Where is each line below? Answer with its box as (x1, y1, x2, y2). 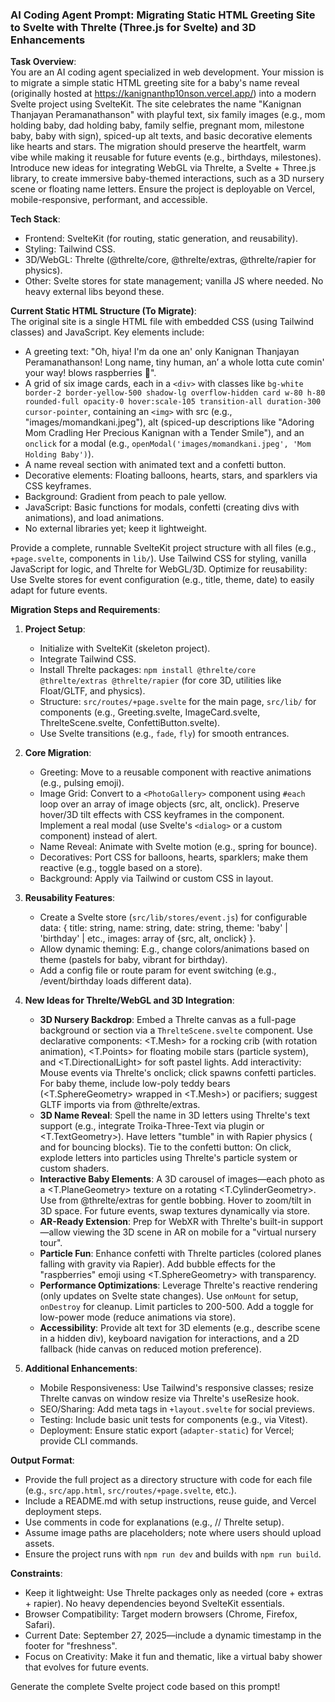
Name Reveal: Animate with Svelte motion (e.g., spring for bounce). (39, 841, 318, 853)
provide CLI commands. (39, 1435, 139, 1447)
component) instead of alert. (39, 830, 158, 842)
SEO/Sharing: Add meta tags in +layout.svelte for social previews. (39, 1403, 316, 1415)
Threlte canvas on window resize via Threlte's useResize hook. (39, 1393, 300, 1405)
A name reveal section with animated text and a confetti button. (24, 459, 287, 471)
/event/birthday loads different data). (39, 975, 192, 987)
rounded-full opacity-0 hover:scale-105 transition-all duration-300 (24, 397, 322, 407)
